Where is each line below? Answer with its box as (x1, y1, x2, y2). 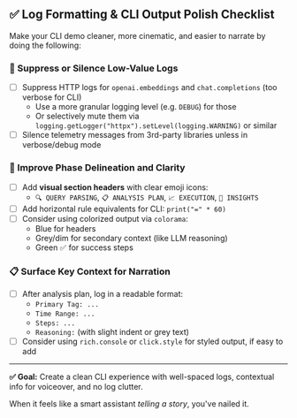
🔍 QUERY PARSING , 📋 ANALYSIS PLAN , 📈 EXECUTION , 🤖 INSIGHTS (34, 192, 259, 202)
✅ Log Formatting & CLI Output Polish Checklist (9, 7, 275, 22)
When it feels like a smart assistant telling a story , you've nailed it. (9, 399, 249, 409)
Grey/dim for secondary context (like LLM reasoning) (34, 232, 228, 243)
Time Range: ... (34, 309, 95, 319)
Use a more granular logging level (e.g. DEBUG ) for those (34, 102, 237, 112)
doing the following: (9, 40, 81, 50)
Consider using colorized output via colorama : (21, 213, 188, 224)
